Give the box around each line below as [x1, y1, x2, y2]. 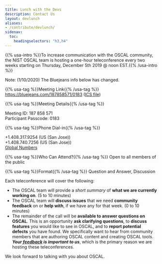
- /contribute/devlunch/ [5, 25, 55, 30]
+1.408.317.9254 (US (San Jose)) [5, 134, 71, 140]
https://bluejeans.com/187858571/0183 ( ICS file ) [5, 91, 101, 97]
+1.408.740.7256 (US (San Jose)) [5, 139, 72, 145]
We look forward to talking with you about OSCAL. [5, 253, 105, 259]
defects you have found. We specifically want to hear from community [12, 229, 153, 234]
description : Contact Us [5, 12, 55, 16]
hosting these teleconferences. [12, 244, 74, 250]
